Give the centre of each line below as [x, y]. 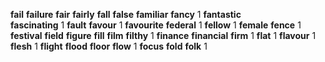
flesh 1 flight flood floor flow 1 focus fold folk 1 [109, 46]
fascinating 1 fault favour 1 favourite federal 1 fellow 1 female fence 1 [156, 25]
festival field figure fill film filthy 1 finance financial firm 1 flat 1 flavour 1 [163, 35]
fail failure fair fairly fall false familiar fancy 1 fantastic [126, 14]
